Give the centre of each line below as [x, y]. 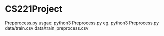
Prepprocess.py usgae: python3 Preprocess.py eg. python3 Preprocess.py [82, 23]
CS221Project [34, 9]
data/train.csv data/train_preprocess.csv [47, 28]
